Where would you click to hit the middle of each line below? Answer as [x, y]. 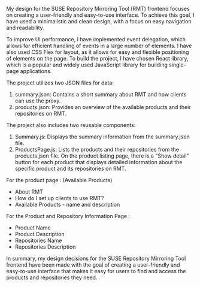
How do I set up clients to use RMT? [59, 198]
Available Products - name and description [67, 204]
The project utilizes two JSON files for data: [60, 83]
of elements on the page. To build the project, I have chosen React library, [97, 58]
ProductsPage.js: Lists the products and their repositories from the [97, 149]
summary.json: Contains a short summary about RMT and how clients [101, 94]
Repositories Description [45, 247]
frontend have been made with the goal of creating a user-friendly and [93, 265]
